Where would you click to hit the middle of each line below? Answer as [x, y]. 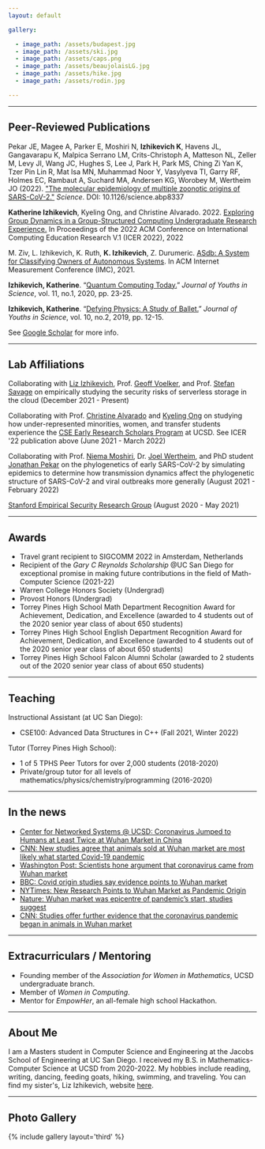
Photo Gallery [43, 1118]
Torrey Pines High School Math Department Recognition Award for [127, 607]
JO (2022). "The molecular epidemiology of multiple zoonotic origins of [124, 188]
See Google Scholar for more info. [63, 332]
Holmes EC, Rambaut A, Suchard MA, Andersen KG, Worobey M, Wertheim [130, 180]
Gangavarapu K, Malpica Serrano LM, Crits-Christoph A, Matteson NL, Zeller [132, 154]
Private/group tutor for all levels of [75, 772]
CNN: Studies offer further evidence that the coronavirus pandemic [129, 916]
